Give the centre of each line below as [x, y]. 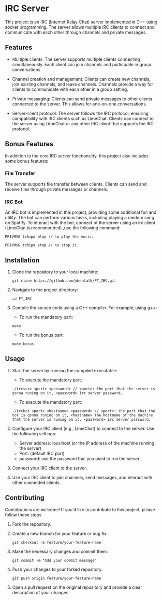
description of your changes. [41, 592]
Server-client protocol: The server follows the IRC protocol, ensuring [80, 113]
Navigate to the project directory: [45, 290]
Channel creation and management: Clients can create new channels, [81, 79]
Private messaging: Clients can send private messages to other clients [82, 99]
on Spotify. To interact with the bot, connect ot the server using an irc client [80, 223]
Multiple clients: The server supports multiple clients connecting [76, 59]
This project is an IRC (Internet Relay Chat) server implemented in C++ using [81, 22]
